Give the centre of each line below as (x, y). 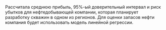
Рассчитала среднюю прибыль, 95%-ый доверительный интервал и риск (83, 7)
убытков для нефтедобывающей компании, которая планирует (72, 12)
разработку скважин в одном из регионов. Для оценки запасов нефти (80, 17)
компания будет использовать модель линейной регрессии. (69, 22)
